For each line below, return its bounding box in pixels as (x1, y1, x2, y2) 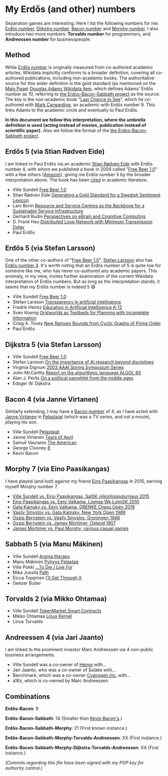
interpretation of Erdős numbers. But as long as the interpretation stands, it (5, 278, 160, 285)
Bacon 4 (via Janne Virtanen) (5, 395, 99, 404)
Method (5, 51, 31, 59)
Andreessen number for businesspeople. (5, 36, 91, 42)
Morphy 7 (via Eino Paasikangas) (5, 464, 110, 474)
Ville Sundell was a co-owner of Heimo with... (12, 662, 107, 668)
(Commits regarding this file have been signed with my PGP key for (5, 760, 144, 766)
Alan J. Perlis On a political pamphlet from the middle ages (12, 375, 134, 381)
